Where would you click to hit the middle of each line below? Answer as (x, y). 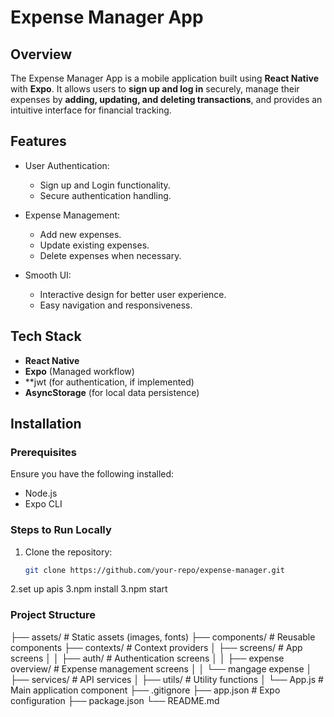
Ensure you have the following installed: (92, 474)
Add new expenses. (80, 234)
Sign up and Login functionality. (105, 185)
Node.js (41, 493)
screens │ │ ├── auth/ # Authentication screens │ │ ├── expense (147, 658)
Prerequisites (43, 452)
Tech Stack (46, 336)
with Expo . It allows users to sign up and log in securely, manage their (155, 89)
